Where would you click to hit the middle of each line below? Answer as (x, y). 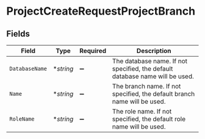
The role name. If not (142, 111)
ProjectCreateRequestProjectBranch (101, 11)
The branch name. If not (146, 86)
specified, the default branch (153, 94)
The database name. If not (150, 61)
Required (93, 51)
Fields (18, 34)
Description (154, 51)
